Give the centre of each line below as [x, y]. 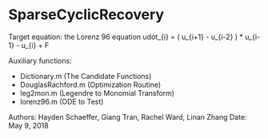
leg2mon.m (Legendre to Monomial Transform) [97, 93]
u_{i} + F [35, 45]
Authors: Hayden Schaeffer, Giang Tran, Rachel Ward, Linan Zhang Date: [128, 116]
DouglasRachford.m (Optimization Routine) [90, 85]
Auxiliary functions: [40, 61]
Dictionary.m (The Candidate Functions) [86, 76]
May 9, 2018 [29, 125]
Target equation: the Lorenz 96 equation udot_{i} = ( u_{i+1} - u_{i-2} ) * [126, 37]
